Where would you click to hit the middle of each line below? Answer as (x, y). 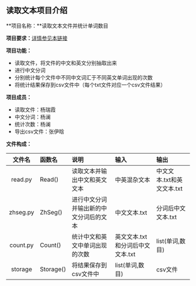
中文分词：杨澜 (32, 117)
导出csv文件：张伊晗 (39, 131)
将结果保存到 (90, 265)
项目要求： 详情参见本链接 (37, 38)
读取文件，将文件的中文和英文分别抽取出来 (66, 62)
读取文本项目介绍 (37, 11)
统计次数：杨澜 (32, 124)
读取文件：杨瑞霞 (35, 109)
